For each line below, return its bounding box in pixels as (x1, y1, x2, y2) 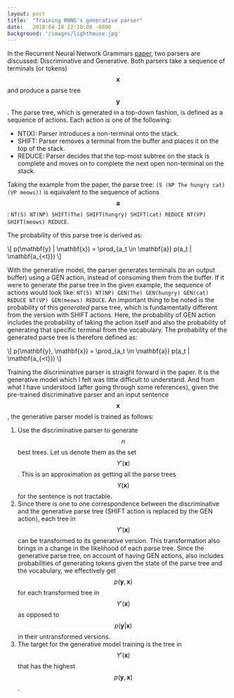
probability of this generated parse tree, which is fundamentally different (7, 304, 218, 312)
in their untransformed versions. (17, 632, 111, 641)
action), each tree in (17, 515, 76, 523)
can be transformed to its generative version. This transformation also (17, 537, 220, 545)
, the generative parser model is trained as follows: (7, 413, 155, 421)
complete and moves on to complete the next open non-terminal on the (17, 159, 224, 168)
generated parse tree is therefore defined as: (7, 333, 138, 342)
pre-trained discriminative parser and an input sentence (7, 390, 169, 399)
